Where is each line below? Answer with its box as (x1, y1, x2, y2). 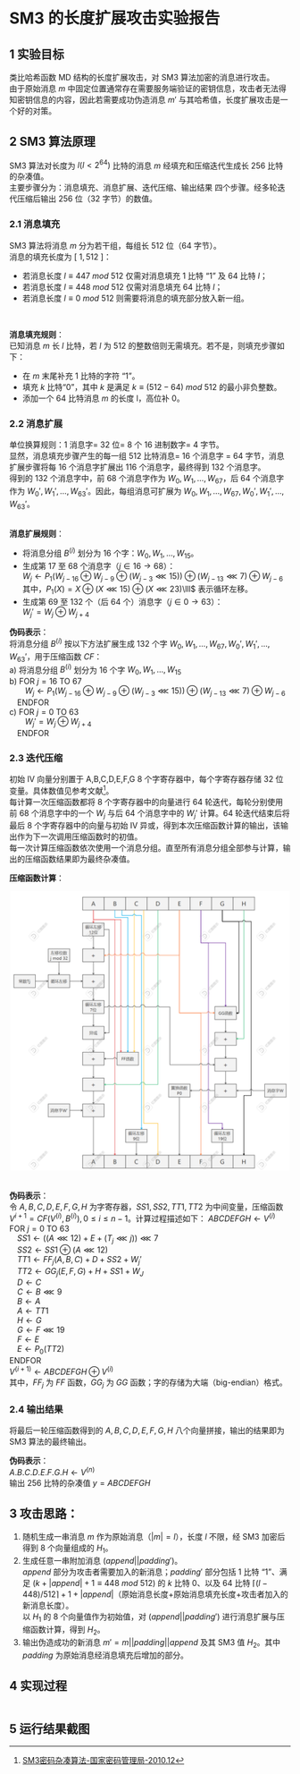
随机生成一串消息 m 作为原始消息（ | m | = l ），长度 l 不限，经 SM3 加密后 (21, 1532, 286, 1542)
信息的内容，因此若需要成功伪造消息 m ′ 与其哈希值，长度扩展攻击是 (32, 95, 281, 105)
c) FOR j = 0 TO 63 (9, 706, 79, 717)
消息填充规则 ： (9, 328, 64, 340)
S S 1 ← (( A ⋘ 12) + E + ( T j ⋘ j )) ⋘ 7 (17, 1233, 159, 1245)
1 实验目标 (9, 47, 65, 62)
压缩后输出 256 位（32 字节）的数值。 (16, 193, 158, 204)
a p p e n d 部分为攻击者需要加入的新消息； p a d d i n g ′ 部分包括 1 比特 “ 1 (21, 1566, 269, 1577)
